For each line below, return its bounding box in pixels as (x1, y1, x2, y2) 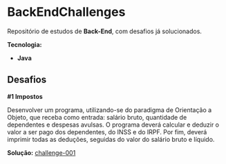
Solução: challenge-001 (7, 148, 76, 156)
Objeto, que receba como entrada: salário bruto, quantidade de (7, 113, 187, 121)
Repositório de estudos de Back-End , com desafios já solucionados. (7, 27, 203, 35)
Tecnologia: (7, 40, 42, 48)
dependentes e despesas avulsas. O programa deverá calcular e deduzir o (7, 120, 220, 129)
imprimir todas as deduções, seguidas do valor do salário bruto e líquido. (7, 135, 215, 143)
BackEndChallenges (7, 4, 126, 20)
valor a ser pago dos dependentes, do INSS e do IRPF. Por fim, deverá (7, 127, 207, 136)
